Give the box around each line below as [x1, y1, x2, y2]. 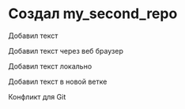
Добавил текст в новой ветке [8, 77, 108, 86]
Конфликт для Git [8, 92, 66, 101]
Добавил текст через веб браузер [8, 46, 124, 55]
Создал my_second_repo [8, 5, 178, 23]
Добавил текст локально [8, 61, 92, 71]
